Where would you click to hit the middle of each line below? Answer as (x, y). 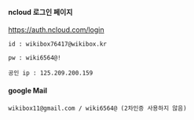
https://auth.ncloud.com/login (56, 30)
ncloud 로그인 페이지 (40, 12)
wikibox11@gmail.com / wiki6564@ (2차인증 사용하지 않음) (97, 109)
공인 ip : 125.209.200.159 (51, 73)
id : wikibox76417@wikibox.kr (58, 44)
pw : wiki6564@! (35, 58)
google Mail (28, 90)
